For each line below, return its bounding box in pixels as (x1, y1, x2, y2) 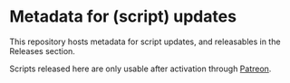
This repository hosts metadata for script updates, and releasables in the (9, 36, 281, 47)
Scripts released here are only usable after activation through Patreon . (9, 63, 272, 74)
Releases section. (9, 45, 75, 56)
